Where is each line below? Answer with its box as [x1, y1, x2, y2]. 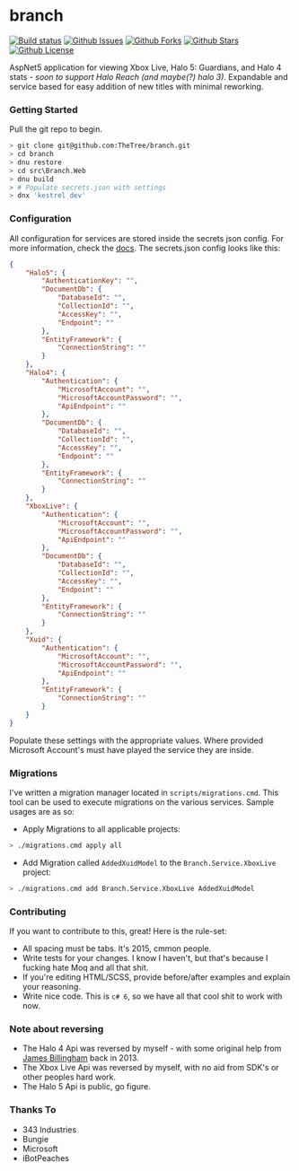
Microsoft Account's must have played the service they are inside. [9, 744, 254, 755]
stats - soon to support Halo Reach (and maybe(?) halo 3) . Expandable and [9, 71, 289, 82]
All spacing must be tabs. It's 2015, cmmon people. [22, 943, 212, 954]
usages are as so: [9, 806, 75, 817]
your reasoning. [22, 982, 81, 992]
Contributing [9, 905, 66, 918]
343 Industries [22, 1123, 77, 1135]
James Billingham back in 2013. [22, 1053, 139, 1063]
